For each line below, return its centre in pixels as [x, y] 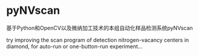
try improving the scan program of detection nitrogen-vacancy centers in [98, 40]
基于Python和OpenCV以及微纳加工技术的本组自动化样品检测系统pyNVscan [99, 28]
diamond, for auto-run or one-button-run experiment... [74, 46]
